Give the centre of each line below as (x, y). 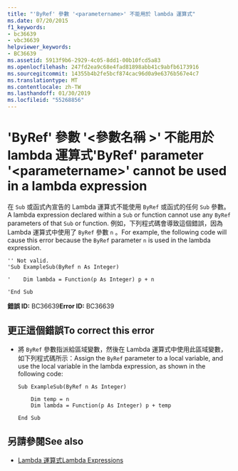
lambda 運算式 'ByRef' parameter (106, 156)
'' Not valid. (29, 261)
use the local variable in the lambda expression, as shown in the (112, 366)
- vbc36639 (24, 41)
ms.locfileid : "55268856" (46, 100)
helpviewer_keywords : (40, 47)
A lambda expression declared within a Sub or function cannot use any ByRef (119, 214)
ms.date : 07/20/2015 (38, 21)
